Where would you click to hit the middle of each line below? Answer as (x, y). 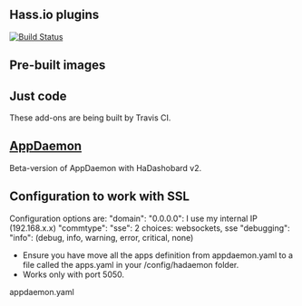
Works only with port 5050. (73, 274)
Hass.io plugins (54, 15)
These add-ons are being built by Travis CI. (90, 118)
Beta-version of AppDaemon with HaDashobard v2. (106, 167)
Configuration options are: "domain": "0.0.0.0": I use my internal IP (134, 218)
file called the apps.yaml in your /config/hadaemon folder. (131, 264)
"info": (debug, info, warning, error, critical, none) (102, 237)
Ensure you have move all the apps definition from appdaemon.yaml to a (157, 255)
